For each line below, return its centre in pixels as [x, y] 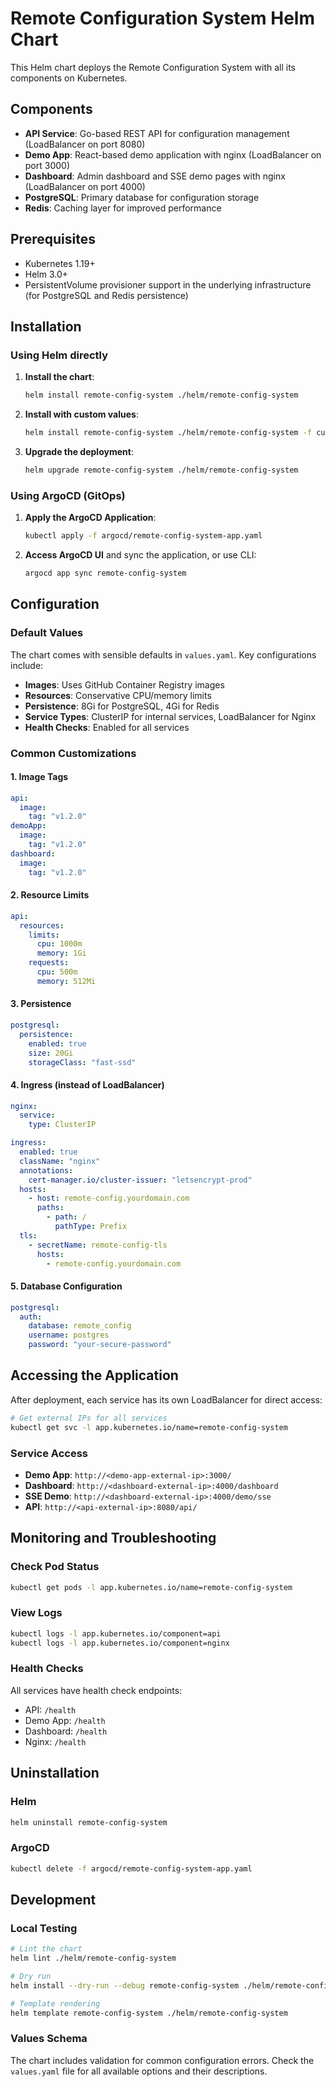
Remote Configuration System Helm [162, 18]
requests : [49, 963]
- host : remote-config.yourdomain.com [109, 1198]
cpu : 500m [57, 972]
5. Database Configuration [66, 1286]
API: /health [50, 1709]
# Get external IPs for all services [89, 1418]
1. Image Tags [39, 777]
